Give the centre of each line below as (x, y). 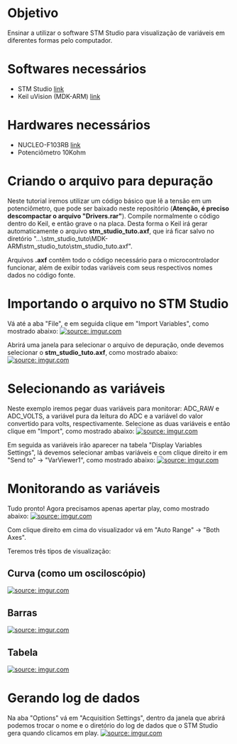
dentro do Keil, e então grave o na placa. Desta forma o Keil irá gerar (108, 223)
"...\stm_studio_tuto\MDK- (71, 238)
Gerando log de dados (74, 698)
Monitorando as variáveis (84, 488)
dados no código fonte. (42, 275)
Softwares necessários (77, 69)
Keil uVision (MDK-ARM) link (59, 96)
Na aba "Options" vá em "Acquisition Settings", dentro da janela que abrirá (116, 718)
